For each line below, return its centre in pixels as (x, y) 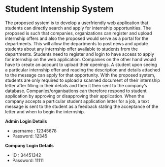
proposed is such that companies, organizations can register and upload (79, 33)
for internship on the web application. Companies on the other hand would (81, 59)
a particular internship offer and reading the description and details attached (82, 69)
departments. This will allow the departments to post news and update (77, 43)
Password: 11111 (28, 160)
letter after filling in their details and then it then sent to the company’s (76, 85)
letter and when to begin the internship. (45, 111)
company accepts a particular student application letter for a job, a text (77, 101)
